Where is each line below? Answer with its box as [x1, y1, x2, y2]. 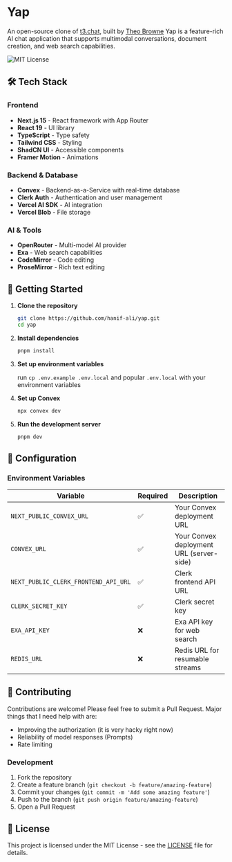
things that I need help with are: [7, 712, 97, 720]
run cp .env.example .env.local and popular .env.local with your [17, 373, 206, 381]
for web [175, 626, 200, 636]
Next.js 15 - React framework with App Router [17, 116, 149, 125]
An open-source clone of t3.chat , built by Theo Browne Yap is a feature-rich [7, 27, 224, 35]
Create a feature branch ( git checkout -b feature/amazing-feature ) [17, 780, 213, 789]
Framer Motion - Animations [17, 153, 99, 161]
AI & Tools [7, 225, 41, 235]
